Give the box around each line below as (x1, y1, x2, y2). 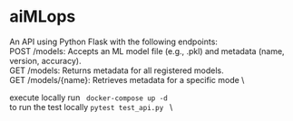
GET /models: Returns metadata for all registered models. (9, 65, 224, 76)
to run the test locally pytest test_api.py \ (9, 101, 173, 112)
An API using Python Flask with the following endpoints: (9, 36, 218, 47)
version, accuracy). (9, 55, 82, 66)
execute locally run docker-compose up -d (9, 92, 168, 103)
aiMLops (9, 6, 76, 27)
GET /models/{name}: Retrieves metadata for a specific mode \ (9, 74, 245, 85)
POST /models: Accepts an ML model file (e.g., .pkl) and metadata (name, (9, 45, 285, 56)
